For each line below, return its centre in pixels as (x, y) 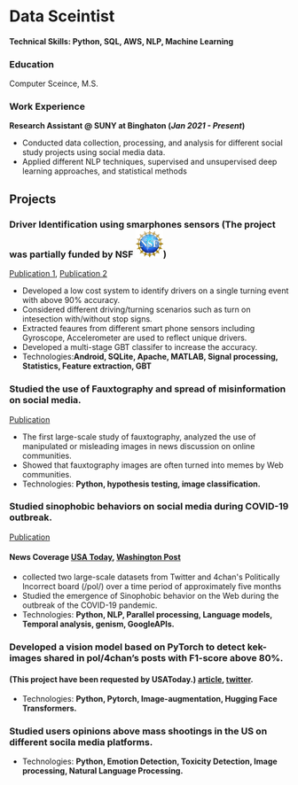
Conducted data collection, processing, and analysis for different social (153, 143)
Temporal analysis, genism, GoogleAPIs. (98, 624)
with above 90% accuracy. (71, 300)
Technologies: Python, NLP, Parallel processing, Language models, (147, 615)
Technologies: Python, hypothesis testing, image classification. (141, 484)
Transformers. (49, 708)
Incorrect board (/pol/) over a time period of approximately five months (152, 587)
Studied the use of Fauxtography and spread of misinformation (148, 389)
